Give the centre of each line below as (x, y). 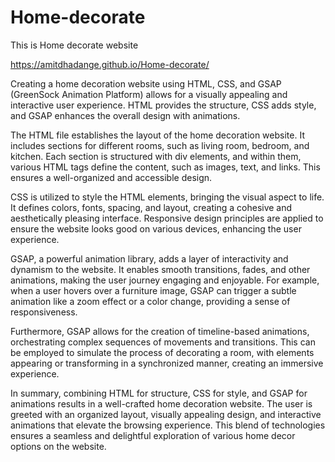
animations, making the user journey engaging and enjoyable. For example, (165, 280)
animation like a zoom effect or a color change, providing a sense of (150, 301)
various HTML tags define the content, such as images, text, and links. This (165, 167)
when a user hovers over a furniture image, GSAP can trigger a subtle (153, 290)
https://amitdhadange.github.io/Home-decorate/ (110, 64)
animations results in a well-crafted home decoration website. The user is (161, 403)
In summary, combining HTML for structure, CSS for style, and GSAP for (159, 393)
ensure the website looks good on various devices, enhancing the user (156, 228)
